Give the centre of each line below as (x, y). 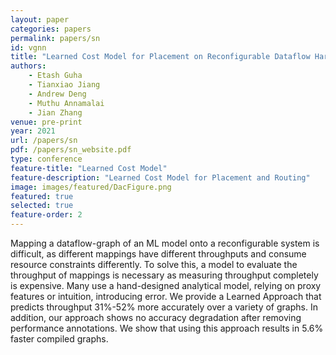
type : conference (46, 159)
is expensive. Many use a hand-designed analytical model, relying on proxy (166, 285)
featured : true (42, 196)
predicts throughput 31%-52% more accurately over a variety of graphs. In (164, 307)
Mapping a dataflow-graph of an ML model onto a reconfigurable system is (165, 243)
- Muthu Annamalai (66, 103)
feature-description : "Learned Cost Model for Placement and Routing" (160, 177)
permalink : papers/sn (55, 38)
